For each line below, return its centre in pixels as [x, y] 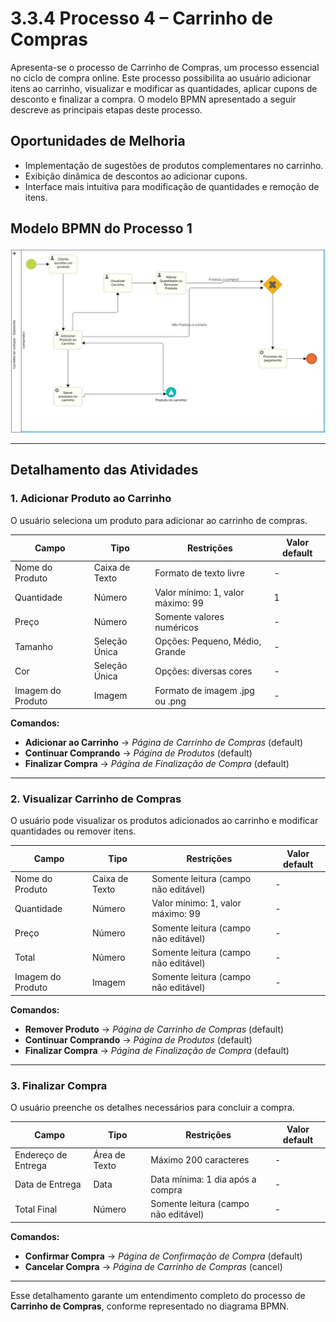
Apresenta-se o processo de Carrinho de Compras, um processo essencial [165, 67]
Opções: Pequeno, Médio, [208, 641]
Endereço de [41, 1154]
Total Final [36, 1209]
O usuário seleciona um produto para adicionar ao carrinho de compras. [159, 520]
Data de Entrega [48, 1184]
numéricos [176, 627]
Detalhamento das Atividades [104, 470]
